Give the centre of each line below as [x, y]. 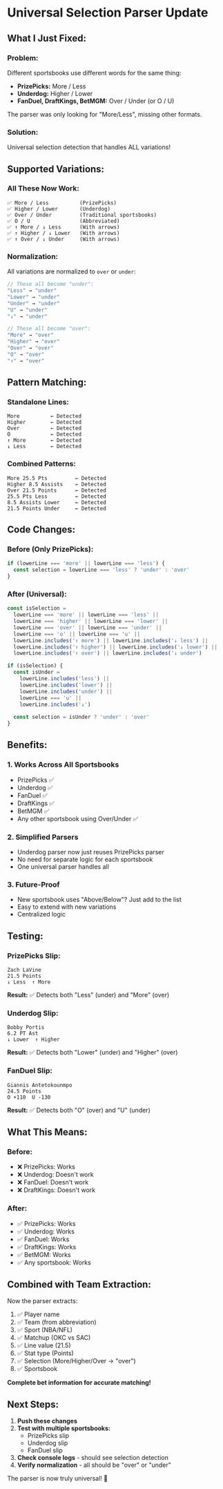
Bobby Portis [26, 1028]
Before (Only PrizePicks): [50, 549]
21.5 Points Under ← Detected [57, 508]
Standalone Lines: [38, 402]
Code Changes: [41, 530]
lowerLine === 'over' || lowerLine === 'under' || [88, 627]
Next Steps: [33, 1404]
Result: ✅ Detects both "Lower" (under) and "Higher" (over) [93, 1053]
